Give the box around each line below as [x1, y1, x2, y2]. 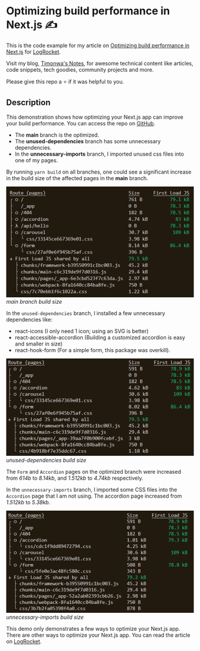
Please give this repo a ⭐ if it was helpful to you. [6, 78, 124, 85]
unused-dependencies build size [6, 456, 87, 464]
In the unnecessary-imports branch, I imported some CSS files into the [6, 486, 177, 493]
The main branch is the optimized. [14, 131, 99, 138]
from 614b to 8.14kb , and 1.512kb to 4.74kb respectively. [6, 474, 144, 482]
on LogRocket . [6, 637, 42, 645]
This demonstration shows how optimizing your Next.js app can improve [6, 113, 183, 121]
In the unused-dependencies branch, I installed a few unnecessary [6, 309, 165, 317]
